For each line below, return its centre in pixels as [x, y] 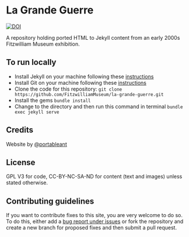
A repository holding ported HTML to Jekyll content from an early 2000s [93, 37]
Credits [20, 130]
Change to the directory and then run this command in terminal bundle [99, 107]
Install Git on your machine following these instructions [80, 83]
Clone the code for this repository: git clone [68, 89]
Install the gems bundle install [52, 100]
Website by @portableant [36, 144]
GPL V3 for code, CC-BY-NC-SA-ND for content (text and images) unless [94, 177]
